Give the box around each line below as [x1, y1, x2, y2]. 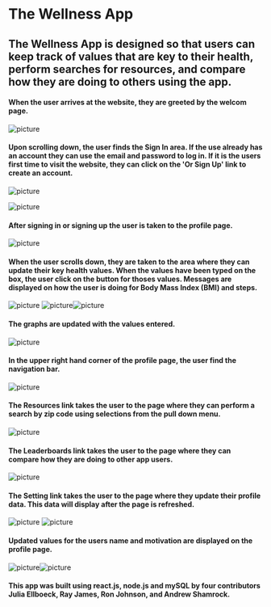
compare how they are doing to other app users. [8, 454, 173, 464]
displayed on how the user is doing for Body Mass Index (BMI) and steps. [8, 282, 258, 292]
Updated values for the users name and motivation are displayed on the [8, 536, 253, 546]
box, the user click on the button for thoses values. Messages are [8, 274, 232, 284]
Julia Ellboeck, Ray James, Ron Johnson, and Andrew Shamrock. [8, 589, 231, 599]
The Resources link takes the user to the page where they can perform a [8, 401, 256, 411]
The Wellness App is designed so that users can [8, 37, 256, 51]
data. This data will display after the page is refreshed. [8, 499, 195, 509]
